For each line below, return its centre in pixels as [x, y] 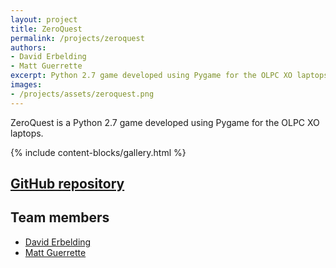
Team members [60, 217]
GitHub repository [67, 184]
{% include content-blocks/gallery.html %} [98, 152]
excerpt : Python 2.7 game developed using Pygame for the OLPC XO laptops [169, 76]
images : [26, 85]
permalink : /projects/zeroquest [77, 38]
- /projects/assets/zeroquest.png [82, 94]
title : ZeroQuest [46, 29]
